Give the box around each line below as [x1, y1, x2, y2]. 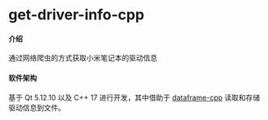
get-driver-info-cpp [8, 6, 145, 24]
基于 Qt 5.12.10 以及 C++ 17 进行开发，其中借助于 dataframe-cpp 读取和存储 [8, 93, 261, 102]
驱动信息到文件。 [8, 102, 66, 112]
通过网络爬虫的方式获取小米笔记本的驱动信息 [8, 53, 158, 63]
